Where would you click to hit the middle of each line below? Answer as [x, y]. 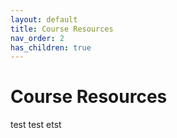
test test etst [36, 125]
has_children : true [51, 47]
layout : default [44, 19]
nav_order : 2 [37, 38]
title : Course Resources [62, 29]
